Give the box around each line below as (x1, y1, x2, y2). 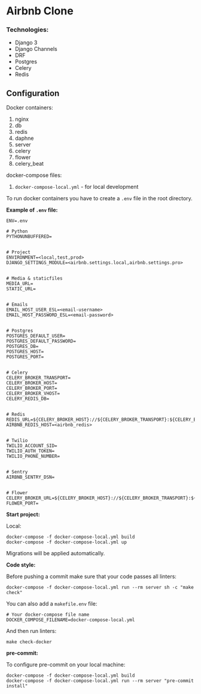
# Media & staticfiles (6, 276, 63, 282)
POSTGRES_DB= (6, 344, 39, 350)
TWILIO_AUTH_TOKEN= (6, 448, 55, 454)
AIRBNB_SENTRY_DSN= (6, 474, 55, 481)
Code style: (6, 561, 36, 568)
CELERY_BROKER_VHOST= (6, 390, 60, 397)
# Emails (6, 302, 28, 308)
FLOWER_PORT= (6, 500, 39, 506)
